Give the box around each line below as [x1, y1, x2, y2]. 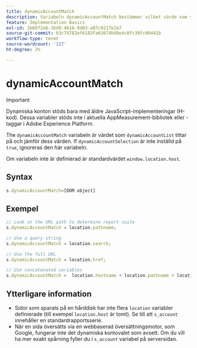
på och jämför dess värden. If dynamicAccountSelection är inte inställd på [6, 137, 182, 144]
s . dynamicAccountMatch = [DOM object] [6, 188, 96, 194]
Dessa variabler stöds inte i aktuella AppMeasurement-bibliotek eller [19, 113, 185, 120]
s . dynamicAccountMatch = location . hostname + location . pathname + [6, 273, 175, 278]
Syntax [6, 172, 33, 182]
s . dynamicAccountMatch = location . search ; [6, 240, 111, 246]
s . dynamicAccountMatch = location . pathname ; [6, 225, 117, 231]
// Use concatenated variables [6, 267, 83, 273]
